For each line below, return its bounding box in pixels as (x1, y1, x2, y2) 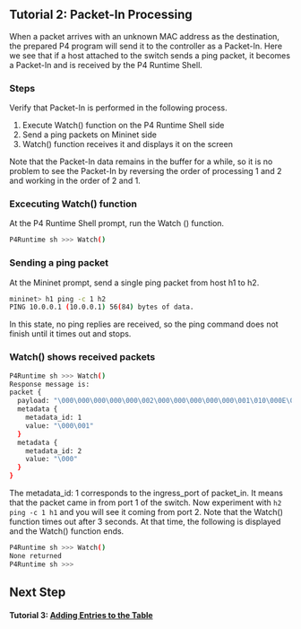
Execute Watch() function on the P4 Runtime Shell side (21, 120, 225, 131)
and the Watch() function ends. (9, 526, 125, 537)
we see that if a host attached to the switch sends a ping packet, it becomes (9, 49, 291, 61)
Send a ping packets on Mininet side (21, 129, 157, 140)
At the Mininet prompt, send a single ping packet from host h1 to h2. (9, 277, 260, 288)
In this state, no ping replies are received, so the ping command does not (9, 319, 279, 330)
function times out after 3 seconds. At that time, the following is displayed (9, 516, 281, 527)
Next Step (9, 585, 66, 600)
